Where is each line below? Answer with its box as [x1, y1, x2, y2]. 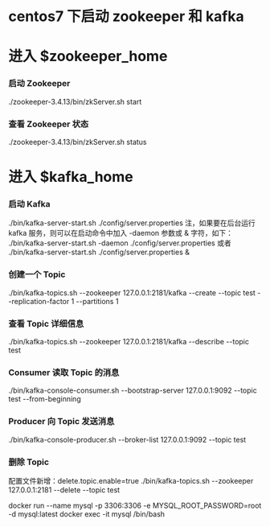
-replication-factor [8, 296, 70, 306]
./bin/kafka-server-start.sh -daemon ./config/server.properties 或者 [8, 238, 231, 248]
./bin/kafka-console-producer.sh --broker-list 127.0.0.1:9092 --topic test [8, 434, 247, 444]
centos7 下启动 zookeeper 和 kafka [8, 7, 244, 26]
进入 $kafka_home [8, 168, 134, 186]
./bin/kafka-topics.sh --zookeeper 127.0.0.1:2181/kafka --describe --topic [8, 337, 249, 347]
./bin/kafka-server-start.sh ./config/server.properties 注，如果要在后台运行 [8, 218, 256, 228]
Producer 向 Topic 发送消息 [8, 416, 115, 427]
